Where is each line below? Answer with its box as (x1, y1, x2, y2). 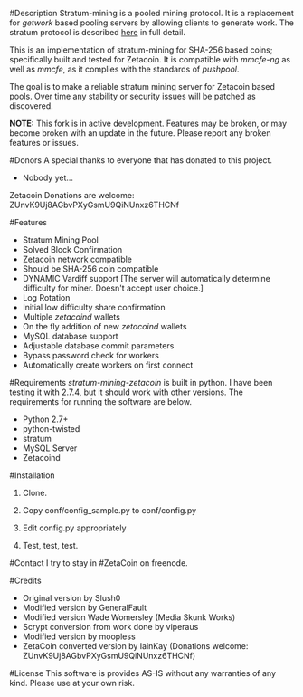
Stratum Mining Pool (22, 234, 99, 245)
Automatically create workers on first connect (22, 359, 194, 370)
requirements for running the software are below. (9, 396, 193, 406)
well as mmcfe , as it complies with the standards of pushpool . (9, 63, 240, 74)
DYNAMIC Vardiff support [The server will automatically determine (22, 273, 271, 283)
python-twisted (22, 424, 80, 434)
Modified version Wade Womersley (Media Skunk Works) (22, 612, 236, 623)
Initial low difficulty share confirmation (22, 302, 166, 312)
